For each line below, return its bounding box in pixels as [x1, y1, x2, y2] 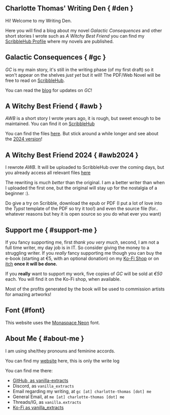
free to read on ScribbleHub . [5, 77, 65, 83]
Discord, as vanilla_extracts [12, 382, 75, 389]
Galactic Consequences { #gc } [5, 53, 107, 62]
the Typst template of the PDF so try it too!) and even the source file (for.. [5, 205, 158, 212]
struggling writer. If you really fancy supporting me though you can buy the [5, 250, 162, 256]
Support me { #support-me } [5, 226, 97, 234]
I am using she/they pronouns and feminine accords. [5, 348, 116, 354]
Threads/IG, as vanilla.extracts [12, 399, 82, 405]
